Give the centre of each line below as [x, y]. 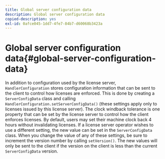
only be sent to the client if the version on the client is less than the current [81, 146]
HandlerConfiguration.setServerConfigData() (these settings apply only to [81, 104]
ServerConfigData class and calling [41, 99]
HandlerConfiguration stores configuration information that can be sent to [80, 88]
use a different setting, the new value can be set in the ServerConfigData [79, 130]
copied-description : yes [31, 19]
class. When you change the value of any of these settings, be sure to [76, 135]
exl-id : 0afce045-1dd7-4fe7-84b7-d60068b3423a [54, 24]
